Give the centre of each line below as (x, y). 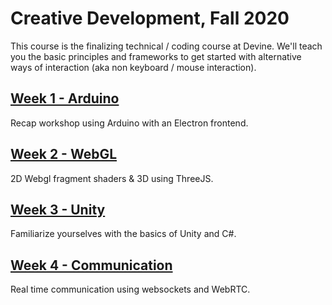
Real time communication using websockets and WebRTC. (130, 289)
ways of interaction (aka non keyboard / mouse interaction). (133, 67)
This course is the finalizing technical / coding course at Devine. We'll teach (166, 46)
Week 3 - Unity (58, 209)
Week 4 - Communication (91, 265)
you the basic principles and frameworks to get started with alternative (156, 56)
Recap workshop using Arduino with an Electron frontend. (129, 123)
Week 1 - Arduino (65, 98)
